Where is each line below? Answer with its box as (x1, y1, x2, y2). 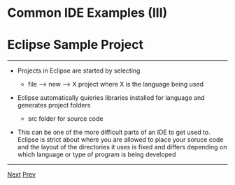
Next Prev (7, 170, 36, 179)
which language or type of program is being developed (17, 150, 176, 158)
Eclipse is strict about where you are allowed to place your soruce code (17, 135, 224, 144)
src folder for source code (27, 114, 104, 123)
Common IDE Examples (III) (7, 5, 168, 21)
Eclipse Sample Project (7, 37, 144, 53)
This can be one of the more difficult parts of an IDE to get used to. (17, 128, 211, 137)
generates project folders (17, 101, 91, 110)
